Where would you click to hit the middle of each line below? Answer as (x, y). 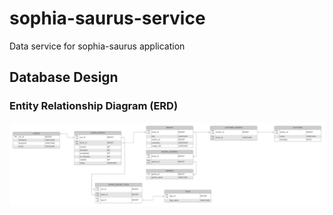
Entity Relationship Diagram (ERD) (94, 106)
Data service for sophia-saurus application (97, 46)
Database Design (64, 77)
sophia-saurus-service (107, 18)
